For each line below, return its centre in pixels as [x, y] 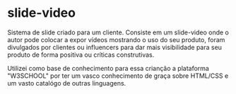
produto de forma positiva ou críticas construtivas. [81, 55]
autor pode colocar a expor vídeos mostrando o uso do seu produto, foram [116, 39]
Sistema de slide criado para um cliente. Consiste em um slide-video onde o [118, 32]
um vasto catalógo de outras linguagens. [67, 83]
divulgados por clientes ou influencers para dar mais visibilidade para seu [115, 47]
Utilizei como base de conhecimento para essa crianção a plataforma [108, 68]
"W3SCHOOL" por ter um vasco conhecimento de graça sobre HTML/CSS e [118, 76]
